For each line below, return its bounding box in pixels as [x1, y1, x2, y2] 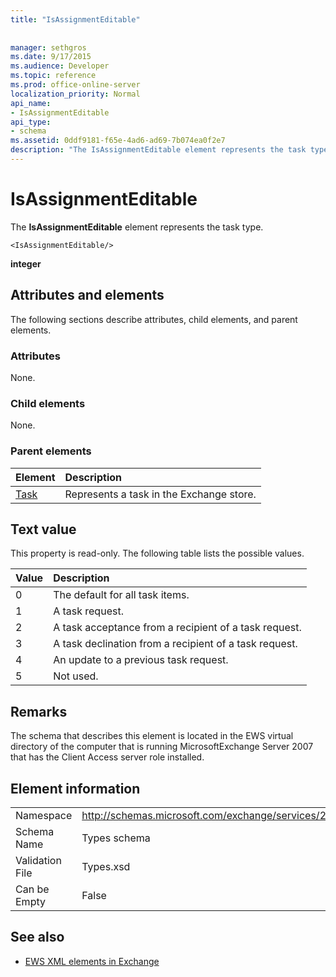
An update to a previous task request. [53, 653, 229, 667]
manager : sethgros [10, 42, 87, 53]
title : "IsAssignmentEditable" [10, 14, 141, 25]
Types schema [81, 831, 151, 845]
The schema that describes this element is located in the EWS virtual [10, 730, 294, 742]
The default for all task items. [53, 588, 190, 602]
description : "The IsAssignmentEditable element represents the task [10, 145, 307, 155]
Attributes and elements [10, 287, 165, 304]
